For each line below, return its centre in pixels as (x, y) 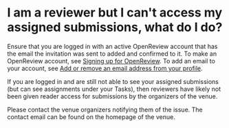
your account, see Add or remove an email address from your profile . (105, 68)
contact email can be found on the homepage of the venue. (91, 117)
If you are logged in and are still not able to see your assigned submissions (113, 81)
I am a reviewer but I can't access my (115, 13)
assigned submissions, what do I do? (115, 27)
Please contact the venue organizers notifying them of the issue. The (105, 109)
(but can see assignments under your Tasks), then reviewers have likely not (114, 89)
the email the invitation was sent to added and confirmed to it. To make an (112, 54)
